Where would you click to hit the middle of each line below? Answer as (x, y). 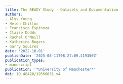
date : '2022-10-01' (25, 51)
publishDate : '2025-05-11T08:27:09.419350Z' (52, 56)
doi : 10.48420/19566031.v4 (33, 74)
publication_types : (25, 60)
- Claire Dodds (21, 33)
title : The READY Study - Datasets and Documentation (62, 10)
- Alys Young (19, 19)
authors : (14, 14)
